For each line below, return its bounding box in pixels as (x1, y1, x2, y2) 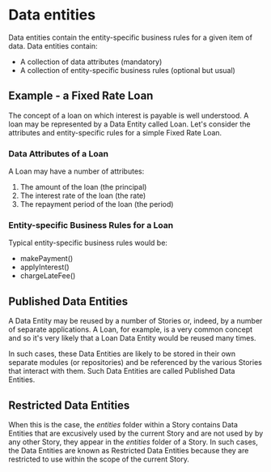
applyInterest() (19, 262, 70, 272)
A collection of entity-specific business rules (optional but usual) (19, 65, 236, 75)
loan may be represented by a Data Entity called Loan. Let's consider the (8, 119, 251, 129)
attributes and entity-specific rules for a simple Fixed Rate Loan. (8, 127, 222, 137)
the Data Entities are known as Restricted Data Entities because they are (8, 445, 249, 455)
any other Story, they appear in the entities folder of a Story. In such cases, (8, 436, 259, 447)
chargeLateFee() (19, 271, 76, 281)
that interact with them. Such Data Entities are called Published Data (8, 367, 235, 376)
